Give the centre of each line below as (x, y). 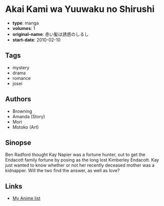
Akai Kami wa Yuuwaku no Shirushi (80, 9)
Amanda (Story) (29, 116)
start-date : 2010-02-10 (36, 40)
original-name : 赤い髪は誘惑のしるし (50, 34)
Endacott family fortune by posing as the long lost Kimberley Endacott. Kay (82, 160)
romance (21, 78)
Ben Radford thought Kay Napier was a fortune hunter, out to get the (75, 155)
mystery (21, 67)
